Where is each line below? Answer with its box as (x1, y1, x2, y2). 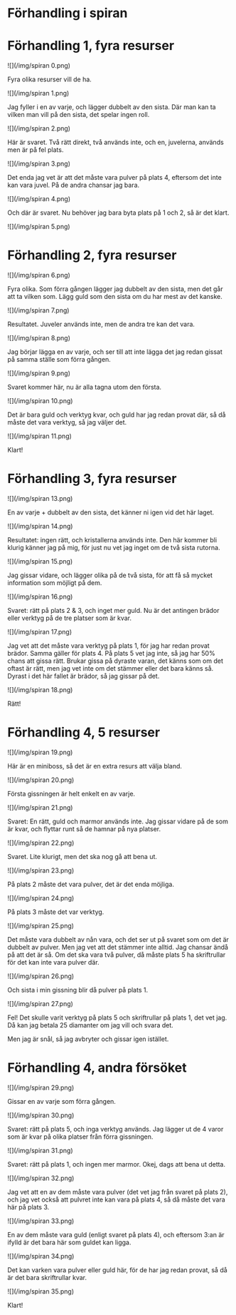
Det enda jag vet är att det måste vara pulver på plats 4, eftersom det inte (7, 173, 222, 182)
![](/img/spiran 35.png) (7, 1286, 75, 1296)
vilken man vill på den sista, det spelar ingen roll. (7, 111, 150, 119)
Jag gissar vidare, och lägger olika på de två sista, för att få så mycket (7, 571, 213, 579)
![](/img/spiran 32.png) (7, 1174, 75, 1182)
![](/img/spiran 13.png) (7, 494, 73, 502)
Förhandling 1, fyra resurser (7, 38, 175, 54)
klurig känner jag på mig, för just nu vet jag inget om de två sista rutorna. (7, 544, 220, 552)
